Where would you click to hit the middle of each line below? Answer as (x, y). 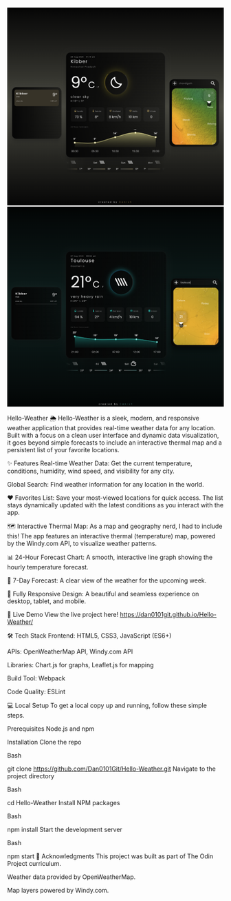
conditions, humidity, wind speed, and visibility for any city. (91, 471)
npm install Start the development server (65, 829)
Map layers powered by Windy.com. (58, 890)
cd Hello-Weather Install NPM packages (64, 802)
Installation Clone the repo (44, 742)
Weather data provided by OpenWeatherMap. (71, 877)
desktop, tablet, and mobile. (47, 601)
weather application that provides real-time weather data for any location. (111, 427)
